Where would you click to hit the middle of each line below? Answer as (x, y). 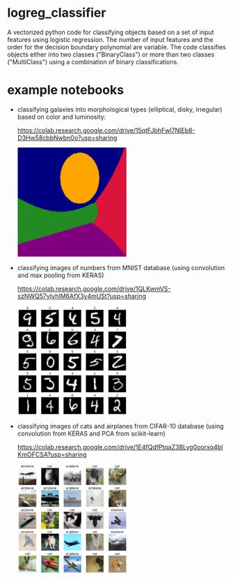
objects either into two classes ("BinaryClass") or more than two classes (111, 54)
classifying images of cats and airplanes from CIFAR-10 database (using (120, 426)
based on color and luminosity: (62, 117)
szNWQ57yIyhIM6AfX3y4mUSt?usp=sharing (82, 296)
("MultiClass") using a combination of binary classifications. (93, 61)
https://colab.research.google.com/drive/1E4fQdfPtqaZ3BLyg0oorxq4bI (120, 447)
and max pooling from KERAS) (61, 275)
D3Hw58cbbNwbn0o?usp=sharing (67, 137)
